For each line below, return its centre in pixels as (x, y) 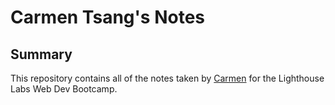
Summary (41, 54)
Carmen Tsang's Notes (107, 17)
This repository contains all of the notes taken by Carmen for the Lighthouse (167, 78)
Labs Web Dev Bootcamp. (64, 89)
